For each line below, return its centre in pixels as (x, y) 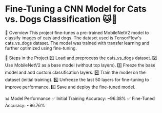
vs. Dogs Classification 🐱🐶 (61, 19)
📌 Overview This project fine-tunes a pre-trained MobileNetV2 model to (77, 32)
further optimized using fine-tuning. (41, 48)
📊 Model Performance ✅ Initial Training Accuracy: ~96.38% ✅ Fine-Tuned (80, 98)
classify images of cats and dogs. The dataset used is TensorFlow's (73, 38)
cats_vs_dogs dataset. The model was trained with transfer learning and (77, 43)
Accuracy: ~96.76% (25, 105)
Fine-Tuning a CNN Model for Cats (76, 9)
